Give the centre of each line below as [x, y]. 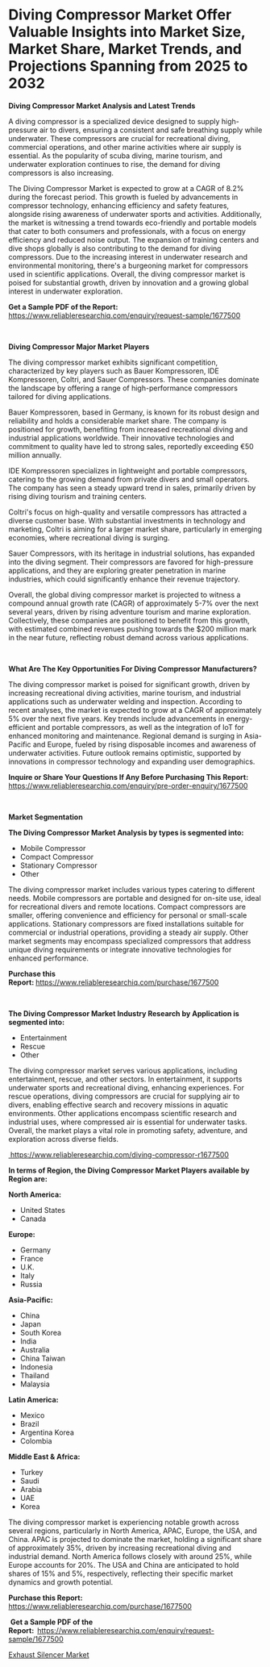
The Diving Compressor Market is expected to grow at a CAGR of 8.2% [126, 188]
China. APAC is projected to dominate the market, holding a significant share [135, 1539]
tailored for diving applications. [60, 396]
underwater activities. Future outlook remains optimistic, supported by [125, 752]
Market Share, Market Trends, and [125, 49]
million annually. [35, 455]
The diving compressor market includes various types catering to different [132, 890]
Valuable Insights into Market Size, [127, 32]
